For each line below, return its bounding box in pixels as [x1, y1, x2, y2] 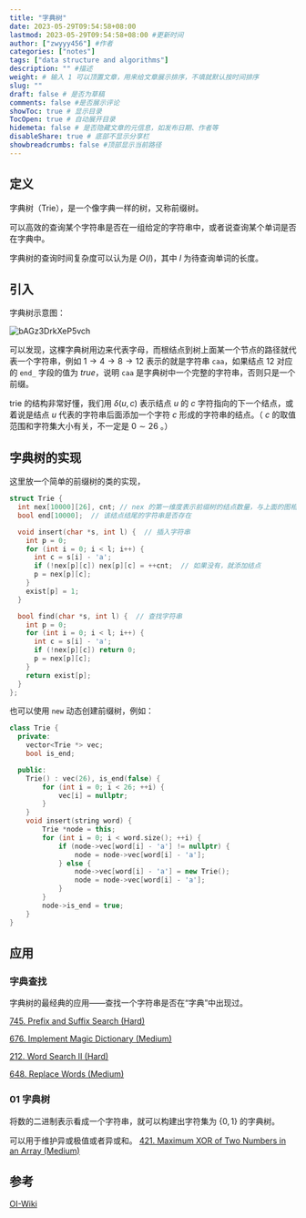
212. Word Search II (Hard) [9, 1051, 109, 1062]
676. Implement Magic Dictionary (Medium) [9, 1033, 173, 1044]
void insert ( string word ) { [25, 816, 132, 825]
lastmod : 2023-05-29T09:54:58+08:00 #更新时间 [9, 30, 184, 39]
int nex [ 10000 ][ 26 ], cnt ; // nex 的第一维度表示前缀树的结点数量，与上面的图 [17, 503, 291, 512]
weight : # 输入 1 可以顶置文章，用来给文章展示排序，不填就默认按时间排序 [9, 73, 260, 82]
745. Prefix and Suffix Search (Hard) [9, 1016, 146, 1027]
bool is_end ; [25, 749, 76, 759]
